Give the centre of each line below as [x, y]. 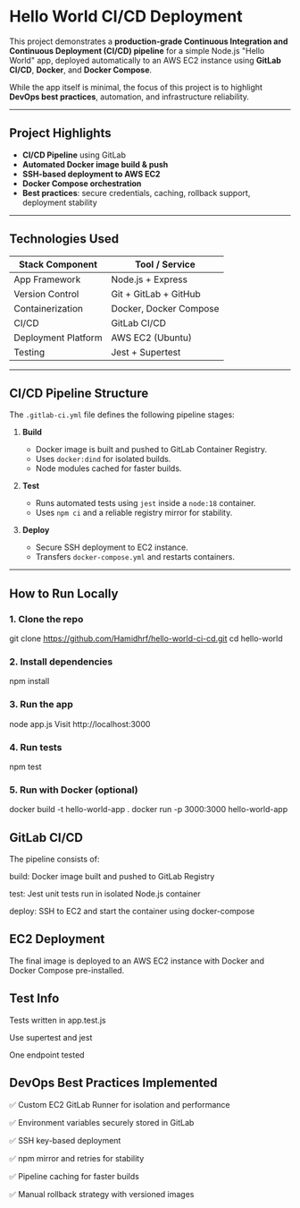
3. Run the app [41, 705]
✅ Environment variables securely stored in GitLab [102, 1122]
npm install [29, 681]
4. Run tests [36, 747]
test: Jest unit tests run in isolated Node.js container [105, 894]
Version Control [46, 294]
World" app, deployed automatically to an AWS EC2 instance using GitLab [145, 60]
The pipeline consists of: [54, 859]
